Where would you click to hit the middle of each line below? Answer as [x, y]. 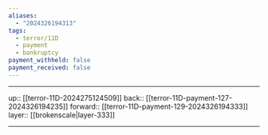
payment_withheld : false [49, 61]
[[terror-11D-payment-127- [189, 97]
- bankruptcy [37, 53]
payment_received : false [49, 68]
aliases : [23, 16]
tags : [17, 30]
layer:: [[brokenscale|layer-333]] [62, 115]
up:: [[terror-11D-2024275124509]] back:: [76, 97]
